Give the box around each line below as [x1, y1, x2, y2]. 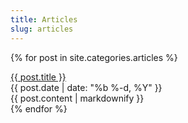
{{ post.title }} [10, 71, 67, 83]
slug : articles [10, 24, 74, 34]
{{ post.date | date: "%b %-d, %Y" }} [10, 81, 163, 93]
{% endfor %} [10, 102, 68, 115]
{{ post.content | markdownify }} [10, 92, 145, 104]
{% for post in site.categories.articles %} [10, 51, 178, 63]
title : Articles [10, 14, 78, 25]
